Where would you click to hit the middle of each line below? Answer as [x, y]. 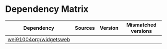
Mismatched [141, 25]
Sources [85, 28]
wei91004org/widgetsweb [39, 39]
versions [141, 31]
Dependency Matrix [47, 9]
